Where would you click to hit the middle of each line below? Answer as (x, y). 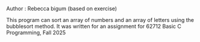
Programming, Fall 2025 (36, 33)
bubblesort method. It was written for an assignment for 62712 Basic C (94, 26)
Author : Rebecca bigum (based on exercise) (62, 9)
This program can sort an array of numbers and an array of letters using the (100, 20)
